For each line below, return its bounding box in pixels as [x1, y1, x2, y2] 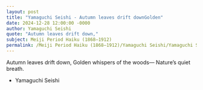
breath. [6, 65, 24, 72]
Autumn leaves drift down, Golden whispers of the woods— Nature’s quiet [6, 58, 191, 66]
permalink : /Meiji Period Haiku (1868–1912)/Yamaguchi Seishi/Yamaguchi [6, 43, 193, 49]
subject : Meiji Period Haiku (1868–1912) [6, 37, 112, 43]
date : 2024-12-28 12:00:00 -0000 [6, 20, 91, 26]
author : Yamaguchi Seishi [6, 25, 71, 32]
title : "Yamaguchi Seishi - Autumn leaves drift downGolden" [6, 14, 164, 20]
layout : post [6, 8, 39, 15]
